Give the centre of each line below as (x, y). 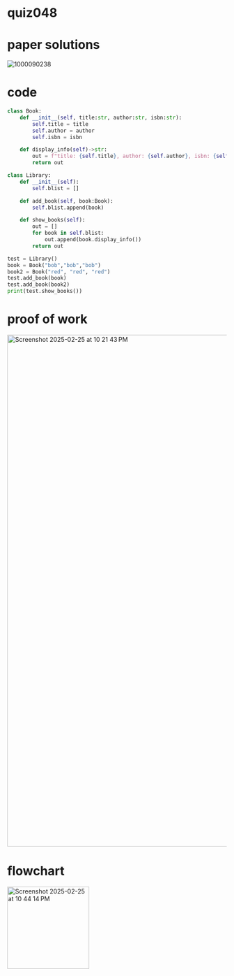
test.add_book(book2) (39, 285)
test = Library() (32, 259)
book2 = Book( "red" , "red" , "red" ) (59, 272)
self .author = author (64, 131)
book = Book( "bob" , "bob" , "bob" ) (54, 265)
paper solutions (54, 45)
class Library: (29, 175)
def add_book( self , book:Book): (67, 201)
